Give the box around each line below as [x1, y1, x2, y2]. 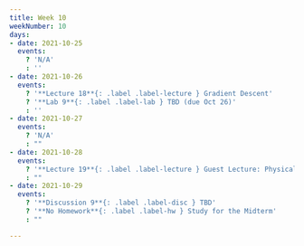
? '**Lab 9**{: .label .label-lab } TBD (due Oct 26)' [25, 97, 237, 107]
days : [9, 30, 30, 39]
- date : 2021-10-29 [9, 182, 83, 191]
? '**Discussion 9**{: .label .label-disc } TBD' [25, 198, 217, 208]
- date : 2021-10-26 [9, 72, 83, 81]
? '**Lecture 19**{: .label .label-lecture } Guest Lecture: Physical [25, 165, 298, 174]
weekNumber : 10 [9, 22, 67, 31]
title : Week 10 [9, 13, 67, 23]
